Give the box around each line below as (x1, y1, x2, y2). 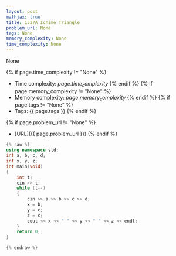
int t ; (16, 174, 33, 180)
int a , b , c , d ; (6, 153, 46, 159)
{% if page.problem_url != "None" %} (6, 119, 96, 126)
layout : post (6, 8, 38, 15)
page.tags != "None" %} (14, 101, 73, 108)
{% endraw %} (6, 245, 38, 251)
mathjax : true (6, 14, 41, 20)
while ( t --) (16, 185, 46, 191)
